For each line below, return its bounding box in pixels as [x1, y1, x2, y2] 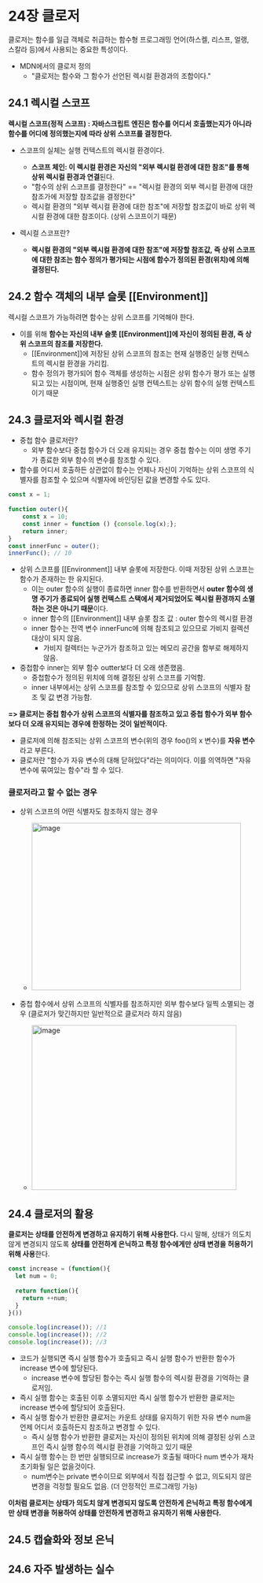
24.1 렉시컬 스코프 [8, 96, 90, 110]
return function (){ [15, 1287, 79, 1295]
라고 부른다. [19, 746, 57, 755]
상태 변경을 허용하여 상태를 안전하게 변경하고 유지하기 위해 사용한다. [16, 1507, 221, 1517]
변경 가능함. [56, 692, 93, 702]
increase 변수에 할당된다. [19, 1363, 98, 1373]
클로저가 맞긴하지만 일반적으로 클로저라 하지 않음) [30, 1009, 182, 1018]
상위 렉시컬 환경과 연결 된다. [31, 172, 115, 181]
